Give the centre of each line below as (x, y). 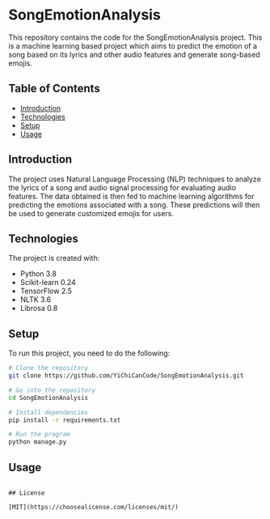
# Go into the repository (52, 390)
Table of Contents (55, 89)
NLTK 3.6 (35, 300)
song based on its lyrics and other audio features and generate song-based (134, 54)
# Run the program (39, 435)
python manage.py (38, 442)
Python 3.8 (38, 274)
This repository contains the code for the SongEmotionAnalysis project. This (135, 37)
